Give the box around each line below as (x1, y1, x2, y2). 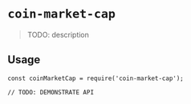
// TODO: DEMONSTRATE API (7, 88, 94, 96)
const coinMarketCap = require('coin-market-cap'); (7, 74, 184, 82)
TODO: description (26, 30, 90, 39)
